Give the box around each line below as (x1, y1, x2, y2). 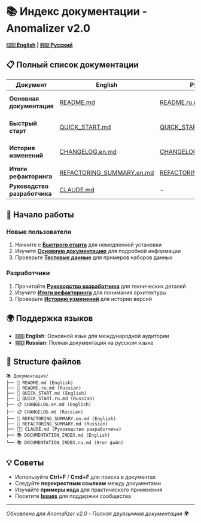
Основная (9, 94, 39, 102)
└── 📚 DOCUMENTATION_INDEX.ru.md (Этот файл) (6, 440, 124, 446)
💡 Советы (6, 457, 44, 467)
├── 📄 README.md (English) (6, 380, 74, 386)
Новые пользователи (6, 228, 72, 236)
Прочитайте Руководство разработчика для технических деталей (14, 282, 187, 290)
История (9, 144, 35, 152)
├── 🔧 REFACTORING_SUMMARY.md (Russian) (6, 421, 109, 427)
